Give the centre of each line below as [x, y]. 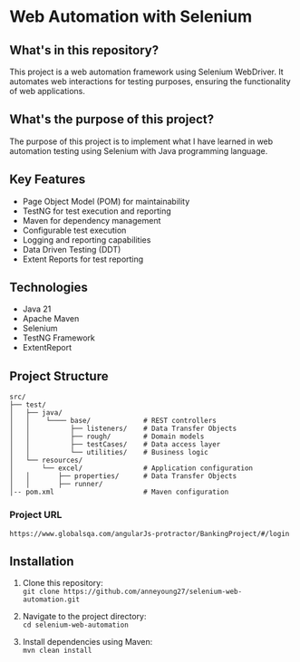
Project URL [36, 515]
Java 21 [37, 309]
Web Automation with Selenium [131, 17]
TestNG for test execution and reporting [97, 211]
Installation [42, 561]
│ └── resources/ [46, 461]
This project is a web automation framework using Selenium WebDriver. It [146, 72]
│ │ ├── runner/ [56, 485]
